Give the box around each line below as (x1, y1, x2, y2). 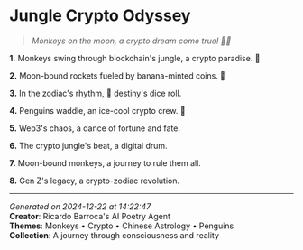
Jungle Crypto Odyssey (9, 5, 191, 26)
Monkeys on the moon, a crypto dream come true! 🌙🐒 (31, 35, 232, 46)
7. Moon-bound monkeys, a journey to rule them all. (9, 157, 201, 168)
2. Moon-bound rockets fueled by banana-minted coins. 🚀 (9, 69, 226, 81)
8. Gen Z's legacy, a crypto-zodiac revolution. (9, 175, 180, 186)
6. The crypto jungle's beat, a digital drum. (9, 140, 169, 151)
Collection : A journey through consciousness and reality (9, 229, 219, 240)
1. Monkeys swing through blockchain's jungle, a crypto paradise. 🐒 (9, 52, 261, 63)
